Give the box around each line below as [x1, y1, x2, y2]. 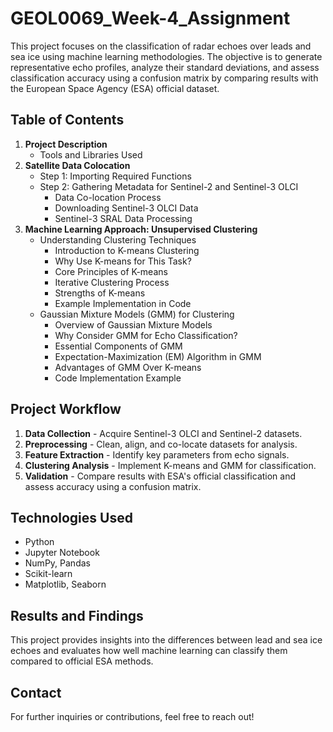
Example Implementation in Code [54, 297, 192, 309]
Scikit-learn [24, 568, 73, 580]
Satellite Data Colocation [24, 159, 131, 171]
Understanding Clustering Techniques [39, 233, 197, 246]
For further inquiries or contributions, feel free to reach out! [10, 711, 255, 722]
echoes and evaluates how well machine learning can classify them [10, 645, 288, 657]
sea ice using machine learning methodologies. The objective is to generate [10, 50, 323, 62]
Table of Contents [10, 112, 125, 129]
